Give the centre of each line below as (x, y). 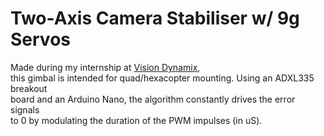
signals (25, 109)
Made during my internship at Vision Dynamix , (105, 67)
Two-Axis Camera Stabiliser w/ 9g (155, 18)
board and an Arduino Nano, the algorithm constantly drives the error (153, 99)
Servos (40, 39)
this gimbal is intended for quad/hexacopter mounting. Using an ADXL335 (162, 78)
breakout (29, 88)
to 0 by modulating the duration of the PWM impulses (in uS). (136, 120)
